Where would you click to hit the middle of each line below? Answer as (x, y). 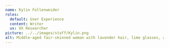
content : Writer (27, 24)
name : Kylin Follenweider (32, 10)
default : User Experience (37, 19)
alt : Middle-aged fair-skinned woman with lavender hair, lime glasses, (83, 38)
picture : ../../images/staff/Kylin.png (47, 33)
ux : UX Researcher (29, 28)
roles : (12, 14)
